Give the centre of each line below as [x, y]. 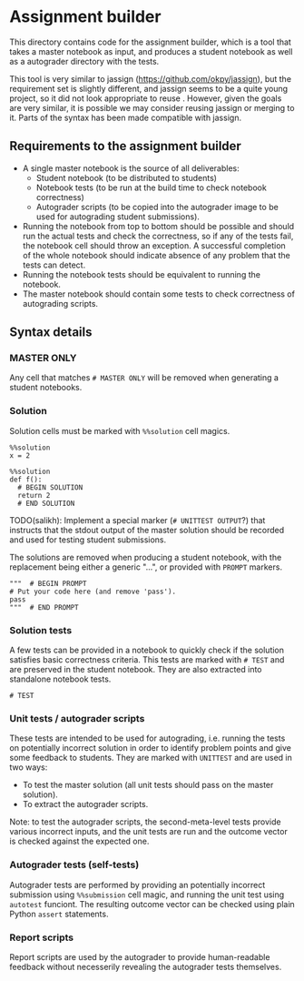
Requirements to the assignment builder [126, 146]
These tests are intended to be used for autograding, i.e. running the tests [147, 738]
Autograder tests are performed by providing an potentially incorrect [137, 885]
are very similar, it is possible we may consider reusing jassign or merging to [152, 107]
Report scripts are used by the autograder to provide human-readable [140, 956]
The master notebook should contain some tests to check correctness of [158, 294]
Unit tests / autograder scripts [77, 718]
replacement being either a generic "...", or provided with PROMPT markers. [146, 567]
